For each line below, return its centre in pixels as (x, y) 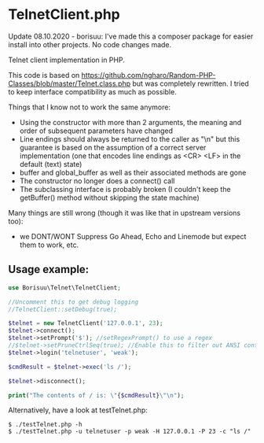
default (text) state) (51, 164)
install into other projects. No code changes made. (90, 44)
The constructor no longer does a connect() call (97, 181)
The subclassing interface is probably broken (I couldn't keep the (125, 189)
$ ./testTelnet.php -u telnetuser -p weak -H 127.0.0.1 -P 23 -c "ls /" (130, 432)
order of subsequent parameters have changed (96, 131)
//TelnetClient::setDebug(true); (63, 309)
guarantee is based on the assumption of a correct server (113, 147)
